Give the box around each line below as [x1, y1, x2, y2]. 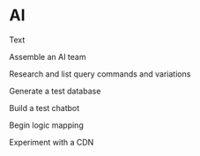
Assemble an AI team [9, 51, 86, 62]
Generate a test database [9, 85, 101, 96]
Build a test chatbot [9, 102, 80, 113]
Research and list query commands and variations [9, 68, 191, 79]
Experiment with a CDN [9, 137, 94, 147]
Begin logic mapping [9, 120, 84, 130]
